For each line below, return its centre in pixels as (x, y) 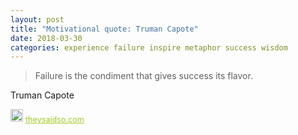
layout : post (37, 19)
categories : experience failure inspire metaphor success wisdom (149, 47)
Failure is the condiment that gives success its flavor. (143, 76)
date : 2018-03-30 (46, 38)
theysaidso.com (55, 119)
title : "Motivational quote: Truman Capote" (104, 29)
